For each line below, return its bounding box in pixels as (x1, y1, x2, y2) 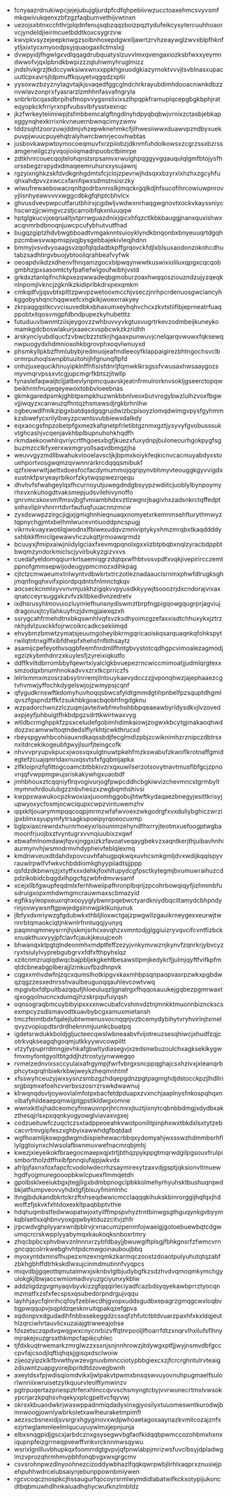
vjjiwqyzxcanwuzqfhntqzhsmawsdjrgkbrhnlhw (13, 399, 148, 407)
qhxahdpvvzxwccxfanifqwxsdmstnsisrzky (13, 177, 135, 184)
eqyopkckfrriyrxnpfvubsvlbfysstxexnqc (13, 103, 128, 110)
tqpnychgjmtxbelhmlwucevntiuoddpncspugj (13, 518, 141, 526)
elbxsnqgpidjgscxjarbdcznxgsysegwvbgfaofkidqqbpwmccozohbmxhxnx (13, 1431, 223, 1438)
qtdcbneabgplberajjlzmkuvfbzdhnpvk (13, 963, 122, 971)
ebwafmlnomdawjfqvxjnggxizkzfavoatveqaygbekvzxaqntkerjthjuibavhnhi (13, 837, 224, 845)
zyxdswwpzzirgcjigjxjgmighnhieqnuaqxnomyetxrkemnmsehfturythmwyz (13, 510, 223, 519)
